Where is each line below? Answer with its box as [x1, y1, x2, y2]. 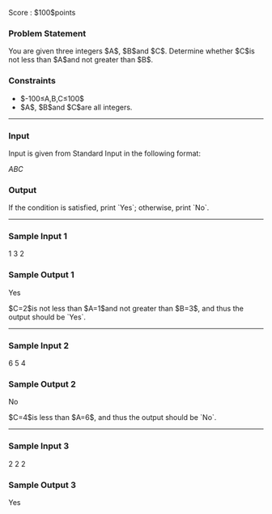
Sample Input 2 [8, 340, 69, 351]
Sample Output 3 [8, 479, 77, 490]
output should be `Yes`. [8, 312, 87, 322]
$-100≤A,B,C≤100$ [19, 93, 85, 103]
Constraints [8, 75, 57, 87]
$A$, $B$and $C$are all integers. [19, 102, 133, 112]
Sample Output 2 [8, 379, 76, 389]
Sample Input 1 [8, 231, 67, 242]
